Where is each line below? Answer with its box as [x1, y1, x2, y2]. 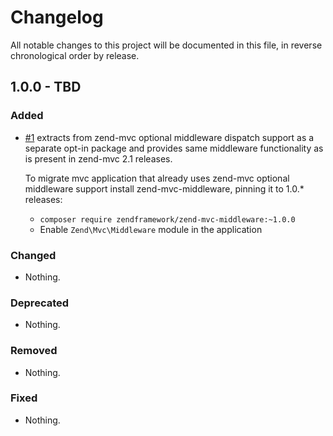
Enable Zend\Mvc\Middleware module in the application [39, 223, 263, 235]
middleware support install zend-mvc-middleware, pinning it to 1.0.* [24, 182, 305, 195]
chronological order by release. [10, 49, 140, 61]
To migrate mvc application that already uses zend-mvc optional [24, 172, 290, 184]
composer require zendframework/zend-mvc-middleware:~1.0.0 [39, 214, 296, 225]
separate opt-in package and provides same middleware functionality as [24, 142, 324, 154]
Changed [10, 248, 57, 262]
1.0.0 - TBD [10, 79, 82, 96]
